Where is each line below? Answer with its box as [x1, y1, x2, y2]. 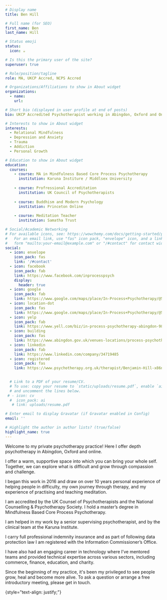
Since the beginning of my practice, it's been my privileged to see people [5, 569, 155, 575]
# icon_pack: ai [9, 398, 46, 403]
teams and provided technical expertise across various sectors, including [5, 554, 155, 560]
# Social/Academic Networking [5, 227, 68, 232]
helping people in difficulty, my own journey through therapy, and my [5, 484, 147, 490]
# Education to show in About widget [5, 158, 83, 163]
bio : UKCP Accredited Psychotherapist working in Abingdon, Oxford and [5, 112, 157, 117]
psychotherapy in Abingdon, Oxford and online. [5, 448, 102, 454]
